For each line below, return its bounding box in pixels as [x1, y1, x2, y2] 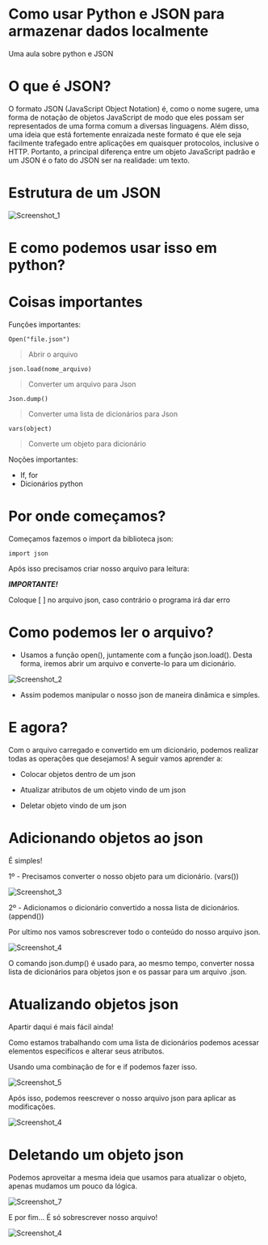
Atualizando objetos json [8, 995, 179, 1013]
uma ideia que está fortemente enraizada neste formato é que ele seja [8, 129, 242, 139]
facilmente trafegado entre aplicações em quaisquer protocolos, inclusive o [8, 138, 260, 148]
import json [8, 549, 48, 558]
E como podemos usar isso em [8, 239, 218, 257]
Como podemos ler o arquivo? [8, 623, 214, 642]
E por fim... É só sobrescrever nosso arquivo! [8, 1212, 158, 1222]
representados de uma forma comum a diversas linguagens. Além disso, [8, 120, 249, 130]
